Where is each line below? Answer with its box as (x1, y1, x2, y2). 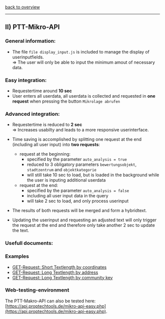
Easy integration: (5, 77, 47, 83)
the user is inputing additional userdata (27, 177, 106, 183)
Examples (5, 253, 29, 260)
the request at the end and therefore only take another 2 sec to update (12, 222, 155, 228)
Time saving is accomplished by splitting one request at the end (12, 136, 142, 142)
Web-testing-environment (5, 287, 70, 293)
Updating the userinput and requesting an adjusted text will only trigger (12, 217, 157, 223)
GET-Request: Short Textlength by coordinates (12, 264, 107, 270)
